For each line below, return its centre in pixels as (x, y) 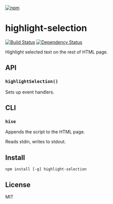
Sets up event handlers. (30, 92)
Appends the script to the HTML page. (45, 132)
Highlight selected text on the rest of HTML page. (57, 52)
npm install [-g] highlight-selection (46, 169)
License (18, 185)
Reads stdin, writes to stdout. (36, 142)
